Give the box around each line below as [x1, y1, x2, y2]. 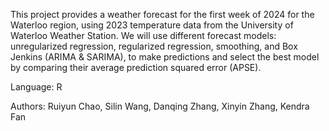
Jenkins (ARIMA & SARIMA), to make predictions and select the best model [10, 51, 320, 63]
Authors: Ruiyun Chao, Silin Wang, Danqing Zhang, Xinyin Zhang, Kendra [10, 100, 310, 112]
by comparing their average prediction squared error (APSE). [10, 62, 262, 73]
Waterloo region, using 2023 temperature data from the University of [10, 19, 294, 31]
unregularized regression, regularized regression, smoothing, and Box [10, 40, 298, 52]
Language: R [10, 81, 63, 93]
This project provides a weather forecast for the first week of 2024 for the [10, 9, 315, 20]
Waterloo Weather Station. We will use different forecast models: [10, 30, 277, 41]
